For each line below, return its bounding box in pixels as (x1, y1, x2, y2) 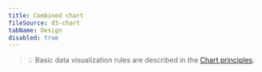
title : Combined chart (8, 11, 84, 20)
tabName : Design (8, 26, 62, 34)
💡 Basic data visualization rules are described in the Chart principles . (27, 55, 256, 65)
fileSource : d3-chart (8, 19, 81, 27)
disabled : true (8, 33, 59, 42)
